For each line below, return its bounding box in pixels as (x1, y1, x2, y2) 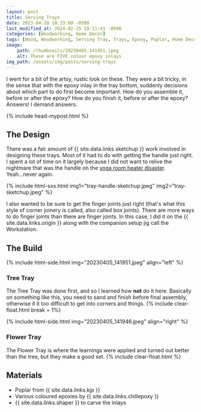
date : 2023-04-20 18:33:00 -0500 (6, 20, 90, 26)
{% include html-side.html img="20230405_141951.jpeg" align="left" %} (6, 259, 184, 266)
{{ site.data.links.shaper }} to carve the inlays (14, 399, 127, 406)
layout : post (6, 8, 39, 15)
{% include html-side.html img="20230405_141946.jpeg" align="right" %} (6, 318, 188, 325)
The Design (6, 129, 50, 139)
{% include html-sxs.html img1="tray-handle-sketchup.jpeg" (6, 182, 156, 190)
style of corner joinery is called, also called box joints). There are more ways (6, 207, 194, 214)
